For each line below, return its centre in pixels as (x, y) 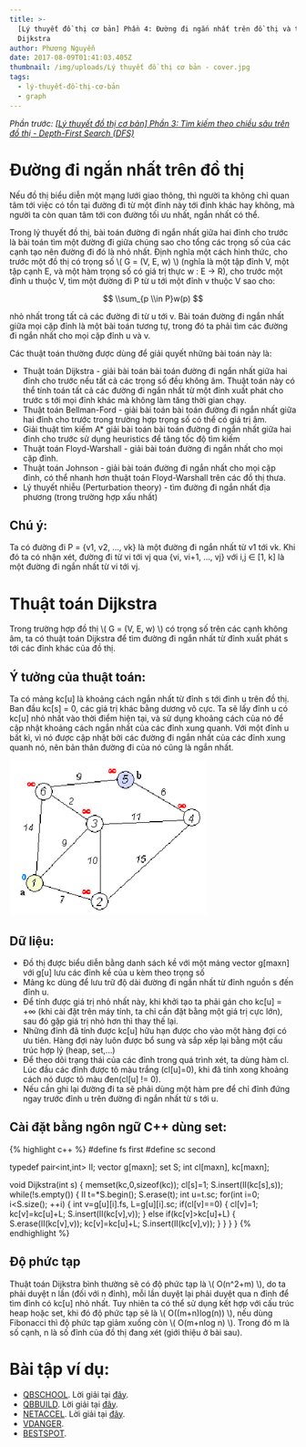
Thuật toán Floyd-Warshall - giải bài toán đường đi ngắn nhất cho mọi (153, 448)
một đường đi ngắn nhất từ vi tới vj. (75, 567)
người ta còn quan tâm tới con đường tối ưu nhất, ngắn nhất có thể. (135, 214)
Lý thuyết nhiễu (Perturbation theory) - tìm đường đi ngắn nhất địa (147, 487)
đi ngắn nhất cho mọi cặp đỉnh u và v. (80, 335)
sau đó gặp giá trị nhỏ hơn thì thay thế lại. (101, 1021)
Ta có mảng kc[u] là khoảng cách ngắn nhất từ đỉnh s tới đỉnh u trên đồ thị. (149, 699)
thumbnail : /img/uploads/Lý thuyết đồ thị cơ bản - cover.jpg (130, 68)
